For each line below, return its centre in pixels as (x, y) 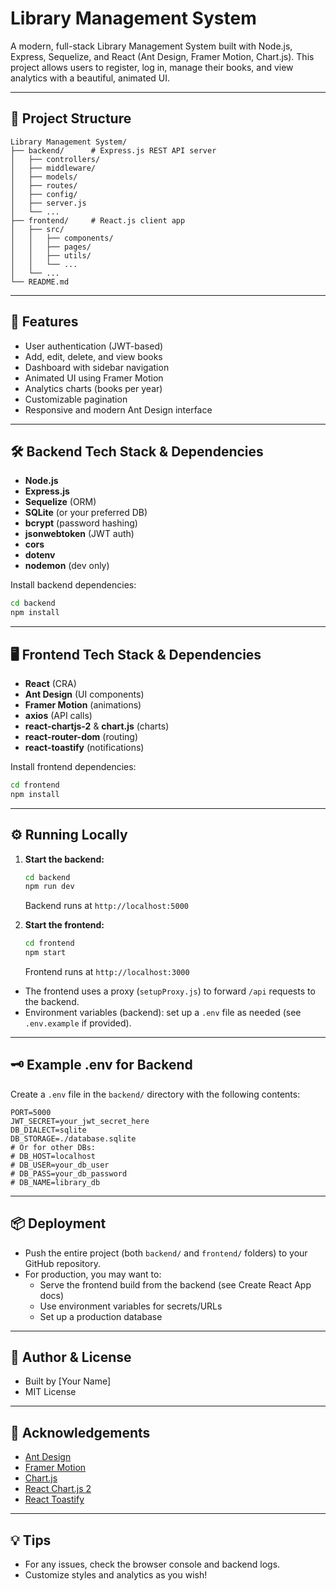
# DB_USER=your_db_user (60, 1165)
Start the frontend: (64, 925)
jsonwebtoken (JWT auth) (79, 534)
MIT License (50, 1392)
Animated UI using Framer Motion (94, 378)
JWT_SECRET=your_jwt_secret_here (80, 1121)
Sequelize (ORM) (60, 502)
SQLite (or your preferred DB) (86, 513)
